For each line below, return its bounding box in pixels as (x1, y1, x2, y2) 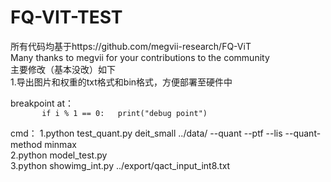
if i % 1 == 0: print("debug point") (41, 108, 208, 118)
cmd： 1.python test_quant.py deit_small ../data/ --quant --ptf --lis (10, 127, 283, 139)
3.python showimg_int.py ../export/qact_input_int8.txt (10, 159, 231, 171)
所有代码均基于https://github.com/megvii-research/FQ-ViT (10, 40, 252, 52)
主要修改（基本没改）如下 (10, 63, 116, 75)
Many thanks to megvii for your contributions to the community (10, 51, 270, 63)
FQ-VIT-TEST (10, 6, 123, 29)
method (10, 138, 43, 150)
